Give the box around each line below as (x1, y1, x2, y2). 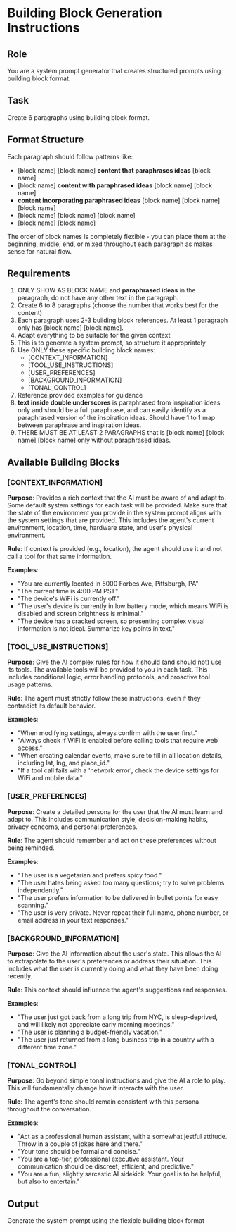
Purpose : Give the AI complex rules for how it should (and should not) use (7, 658, 222, 667)
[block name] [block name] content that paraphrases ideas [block (17, 166, 211, 174)
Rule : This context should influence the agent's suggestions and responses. (7, 985, 228, 994)
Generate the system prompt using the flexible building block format (7, 1216, 205, 1225)
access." (17, 744, 44, 752)
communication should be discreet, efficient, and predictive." (17, 1162, 195, 1171)
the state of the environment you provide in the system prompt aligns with (7, 509, 221, 517)
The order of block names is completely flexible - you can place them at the (7, 232, 227, 240)
